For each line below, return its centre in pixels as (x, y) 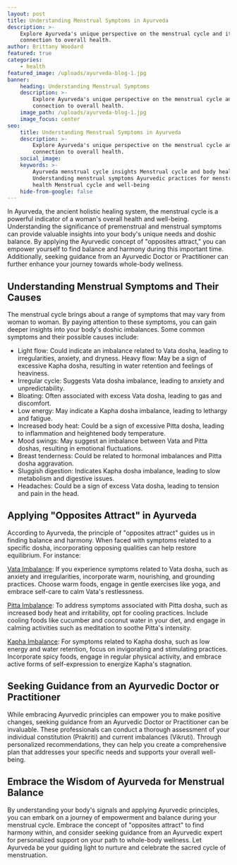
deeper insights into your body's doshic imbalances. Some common (106, 330)
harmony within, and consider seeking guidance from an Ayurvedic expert (115, 832)
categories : (25, 60)
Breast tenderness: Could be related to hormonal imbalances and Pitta (120, 456)
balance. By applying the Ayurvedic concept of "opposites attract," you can (117, 242)
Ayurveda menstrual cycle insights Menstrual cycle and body (124, 172)
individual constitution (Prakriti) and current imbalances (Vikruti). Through (115, 737)
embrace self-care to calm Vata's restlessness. (76, 591)
